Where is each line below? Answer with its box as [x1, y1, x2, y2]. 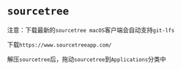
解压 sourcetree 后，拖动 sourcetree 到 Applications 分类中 [7, 55, 167, 63]
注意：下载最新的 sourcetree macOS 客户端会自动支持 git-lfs [7, 25, 175, 34]
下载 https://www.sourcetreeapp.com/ [7, 40, 112, 49]
